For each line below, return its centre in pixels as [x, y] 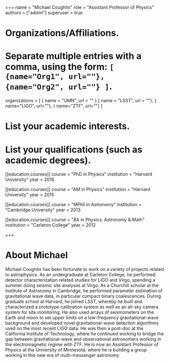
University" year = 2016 [30, 179]
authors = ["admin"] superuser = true [44, 13]
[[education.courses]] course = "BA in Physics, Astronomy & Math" [75, 220]
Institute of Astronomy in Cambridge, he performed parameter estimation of [84, 291]
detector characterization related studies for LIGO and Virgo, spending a [80, 280]
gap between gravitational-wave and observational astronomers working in [83, 339]
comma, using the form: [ [60, 67]
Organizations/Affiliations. [62, 33]
